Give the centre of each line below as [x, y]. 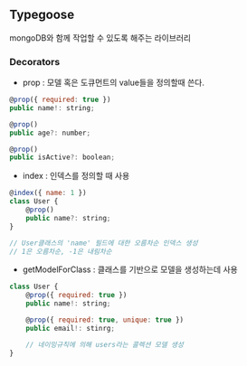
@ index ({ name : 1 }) [48, 193]
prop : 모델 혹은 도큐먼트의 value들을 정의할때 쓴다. [114, 83]
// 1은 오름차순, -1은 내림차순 [61, 251]
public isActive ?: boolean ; [62, 157]
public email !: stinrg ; [71, 328]
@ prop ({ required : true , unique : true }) [104, 320]
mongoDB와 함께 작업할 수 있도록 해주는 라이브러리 [100, 38]
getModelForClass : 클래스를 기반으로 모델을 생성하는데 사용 [130, 269]
